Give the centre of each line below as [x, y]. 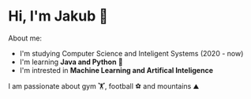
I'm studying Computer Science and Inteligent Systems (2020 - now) [131, 53]
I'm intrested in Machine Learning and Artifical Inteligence [116, 70]
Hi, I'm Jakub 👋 [58, 16]
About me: [25, 38]
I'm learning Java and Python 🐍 [71, 62]
